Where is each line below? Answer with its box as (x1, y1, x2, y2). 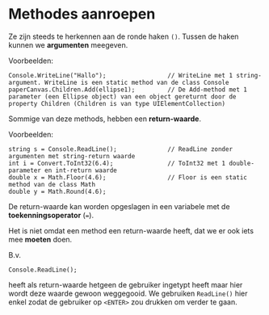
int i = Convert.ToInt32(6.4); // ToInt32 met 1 (8, 159, 226, 167)
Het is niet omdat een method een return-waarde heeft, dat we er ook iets (8, 225, 254, 235)
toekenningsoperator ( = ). (8, 210, 95, 220)
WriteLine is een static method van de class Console (44, 78, 229, 86)
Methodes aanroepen (8, 5, 156, 23)
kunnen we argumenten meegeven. (8, 40, 128, 49)
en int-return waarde (44, 166, 117, 174)
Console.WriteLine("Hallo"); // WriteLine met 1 (8, 71, 233, 79)
